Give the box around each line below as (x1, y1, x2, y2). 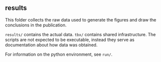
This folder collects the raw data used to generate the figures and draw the (5, 17, 157, 22)
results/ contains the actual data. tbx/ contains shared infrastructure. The (5, 31, 156, 37)
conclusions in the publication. (5, 22, 67, 28)
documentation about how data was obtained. (5, 41, 98, 48)
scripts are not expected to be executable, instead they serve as (5, 37, 135, 42)
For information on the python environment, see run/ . (5, 51, 113, 57)
